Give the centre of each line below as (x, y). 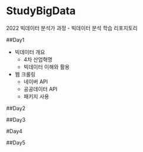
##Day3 (16, 119)
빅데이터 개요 (30, 52)
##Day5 (16, 143)
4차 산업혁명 (38, 59)
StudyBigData (41, 11)
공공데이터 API (40, 89)
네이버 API (36, 82)
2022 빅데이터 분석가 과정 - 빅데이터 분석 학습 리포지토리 (72, 28)
